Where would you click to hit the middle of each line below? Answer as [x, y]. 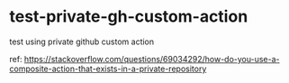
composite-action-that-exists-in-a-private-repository [108, 69]
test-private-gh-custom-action [129, 17]
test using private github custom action [82, 41]
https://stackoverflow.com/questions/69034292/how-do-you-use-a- [152, 59]
